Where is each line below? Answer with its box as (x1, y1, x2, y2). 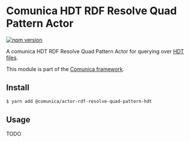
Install (6, 83, 30, 93)
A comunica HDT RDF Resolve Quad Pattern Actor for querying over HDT (6, 47, 185, 54)
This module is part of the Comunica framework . (6, 65, 124, 72)
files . (6, 54, 18, 61)
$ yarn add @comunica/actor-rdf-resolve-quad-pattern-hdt (6, 98, 152, 104)
